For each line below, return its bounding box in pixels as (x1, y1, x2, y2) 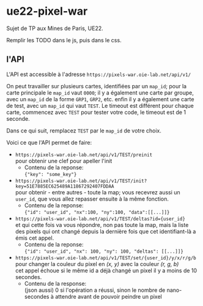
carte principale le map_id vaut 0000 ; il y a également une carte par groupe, (6, 89, 194, 96)
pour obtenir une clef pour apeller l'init (15, 157, 113, 164)
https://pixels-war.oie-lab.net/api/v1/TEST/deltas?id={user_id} (15, 216, 185, 222)
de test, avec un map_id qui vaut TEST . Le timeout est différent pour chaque (6, 102, 194, 109)
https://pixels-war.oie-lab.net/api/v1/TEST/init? (15, 178, 147, 184)
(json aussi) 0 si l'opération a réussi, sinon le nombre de (24, 286, 166, 294)
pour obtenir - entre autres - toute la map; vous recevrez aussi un (15, 188, 180, 196)
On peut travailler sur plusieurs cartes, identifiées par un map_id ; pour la (6, 82, 187, 90)
